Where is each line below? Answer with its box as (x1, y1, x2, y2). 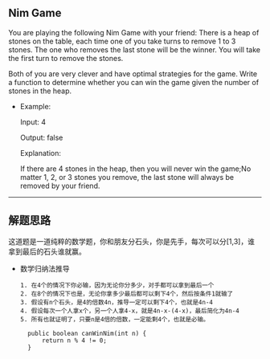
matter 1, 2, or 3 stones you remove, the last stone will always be (19, 172, 235, 182)
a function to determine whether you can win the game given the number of (8, 77, 260, 87)
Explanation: (19, 148, 62, 157)
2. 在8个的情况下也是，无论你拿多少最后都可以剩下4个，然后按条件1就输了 (19, 289, 234, 298)
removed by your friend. (19, 181, 100, 190)
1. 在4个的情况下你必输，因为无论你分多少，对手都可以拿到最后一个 (19, 281, 215, 289)
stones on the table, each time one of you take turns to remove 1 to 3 (8, 36, 236, 46)
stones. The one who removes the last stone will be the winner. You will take (8, 44, 261, 55)
